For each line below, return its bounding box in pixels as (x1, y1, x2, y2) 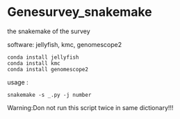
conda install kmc (7, 59, 60, 66)
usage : (7, 77, 29, 86)
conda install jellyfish (7, 53, 79, 61)
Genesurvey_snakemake (7, 4, 152, 20)
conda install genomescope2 (7, 66, 89, 73)
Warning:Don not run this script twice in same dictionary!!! (7, 103, 174, 111)
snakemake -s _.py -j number (7, 91, 92, 98)
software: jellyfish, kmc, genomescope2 (7, 40, 122, 48)
